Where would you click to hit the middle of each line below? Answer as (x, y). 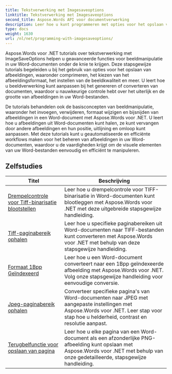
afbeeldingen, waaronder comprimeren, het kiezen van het (67, 75)
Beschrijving (114, 181)
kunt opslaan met (112, 344)
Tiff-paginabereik (29, 233)
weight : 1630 (19, 34)
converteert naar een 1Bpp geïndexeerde (114, 263)
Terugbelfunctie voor (33, 344)
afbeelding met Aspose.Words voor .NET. (114, 270)
